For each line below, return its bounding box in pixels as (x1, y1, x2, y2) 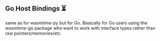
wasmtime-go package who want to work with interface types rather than (5, 25, 156, 31)
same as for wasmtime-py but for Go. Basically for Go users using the (5, 20, 148, 26)
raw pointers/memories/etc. (5, 30, 62, 36)
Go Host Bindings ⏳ (5, 4, 66, 13)
